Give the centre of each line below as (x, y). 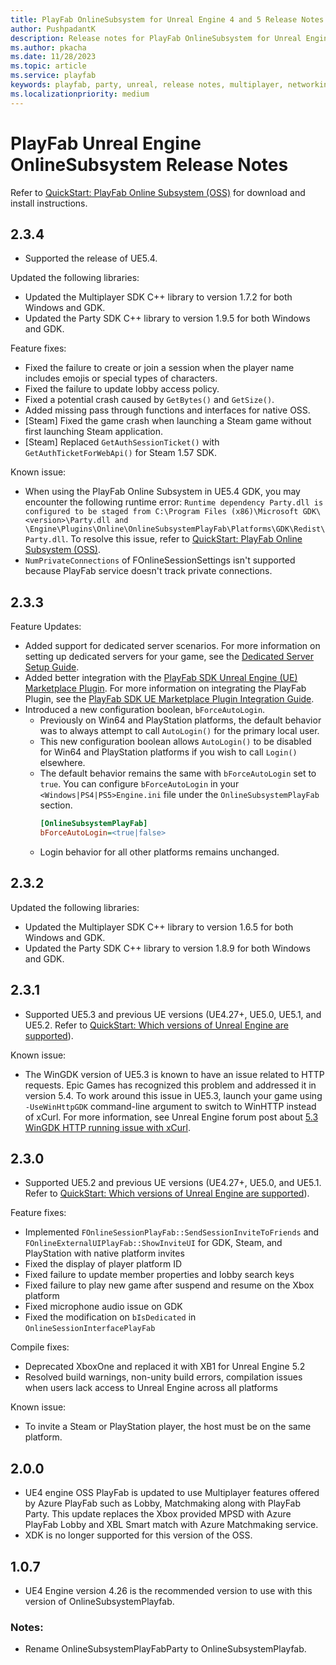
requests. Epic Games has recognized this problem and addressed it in (170, 1085)
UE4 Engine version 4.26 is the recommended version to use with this (168, 1590)
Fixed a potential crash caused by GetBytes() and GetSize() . (149, 400)
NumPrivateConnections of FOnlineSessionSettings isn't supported (160, 560)
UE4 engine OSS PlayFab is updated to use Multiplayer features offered (172, 1493)
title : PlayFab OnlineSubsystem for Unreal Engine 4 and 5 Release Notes (167, 19)
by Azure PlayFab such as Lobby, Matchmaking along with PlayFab (162, 1503)
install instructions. (49, 203)
